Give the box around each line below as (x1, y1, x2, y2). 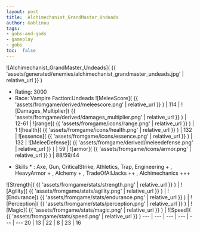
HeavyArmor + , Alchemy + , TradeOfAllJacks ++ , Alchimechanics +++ (14, 169, 190, 177)
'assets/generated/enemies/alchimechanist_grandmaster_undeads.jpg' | (6, 70, 184, 78)
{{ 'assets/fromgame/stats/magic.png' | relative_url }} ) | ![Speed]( (28, 206, 191, 214)
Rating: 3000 (14, 88, 47, 95)
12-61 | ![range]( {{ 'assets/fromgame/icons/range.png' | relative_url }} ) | (14, 120, 195, 127)
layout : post (6, 8, 39, 15)
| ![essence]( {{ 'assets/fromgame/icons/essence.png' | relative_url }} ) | (14, 132, 193, 140)
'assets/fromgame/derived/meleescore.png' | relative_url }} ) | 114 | (14, 101, 180, 108)
